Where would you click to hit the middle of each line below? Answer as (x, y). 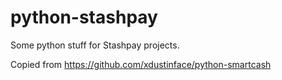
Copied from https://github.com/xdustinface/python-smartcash (141, 64)
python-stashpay (84, 17)
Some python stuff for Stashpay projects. (95, 45)
